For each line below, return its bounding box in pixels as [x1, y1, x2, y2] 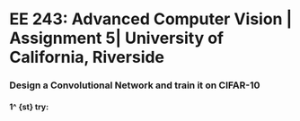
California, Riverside [9, 48, 164, 67]
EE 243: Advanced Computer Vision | [9, 9, 293, 30]
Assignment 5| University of [9, 28, 225, 48]
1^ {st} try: [9, 101, 49, 112]
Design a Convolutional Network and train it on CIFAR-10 [9, 79, 260, 91]
